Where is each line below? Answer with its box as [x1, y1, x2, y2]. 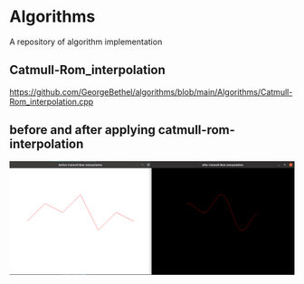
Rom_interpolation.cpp [9, 96, 94, 107]
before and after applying [9, 122, 157, 137]
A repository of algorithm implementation [9, 36, 163, 47]
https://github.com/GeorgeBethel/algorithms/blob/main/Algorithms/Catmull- [9, 86, 293, 97]
